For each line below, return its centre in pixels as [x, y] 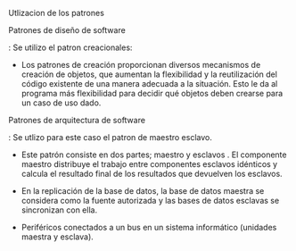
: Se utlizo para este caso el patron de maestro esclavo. [111, 137]
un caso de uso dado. [61, 103]
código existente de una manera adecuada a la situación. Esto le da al [149, 84]
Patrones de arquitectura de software [77, 120]
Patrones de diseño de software [67, 30]
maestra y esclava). [58, 237]
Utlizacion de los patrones [56, 13]
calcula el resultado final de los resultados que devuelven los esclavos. [152, 174]
